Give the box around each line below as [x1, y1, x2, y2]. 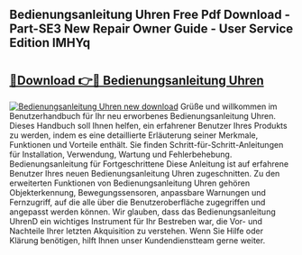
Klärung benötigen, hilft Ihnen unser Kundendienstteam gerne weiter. [9, 235, 266, 246]
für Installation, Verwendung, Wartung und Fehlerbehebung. [9, 149, 233, 159]
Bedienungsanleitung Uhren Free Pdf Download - [9, 7, 291, 23]
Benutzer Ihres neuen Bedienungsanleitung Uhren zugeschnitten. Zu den [9, 168, 280, 178]
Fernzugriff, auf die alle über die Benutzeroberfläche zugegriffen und [9, 197, 266, 207]
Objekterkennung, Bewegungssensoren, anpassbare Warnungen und [9, 187, 266, 197]
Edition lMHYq [9, 35, 91, 50]
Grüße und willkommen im [179, 101, 278, 112]
